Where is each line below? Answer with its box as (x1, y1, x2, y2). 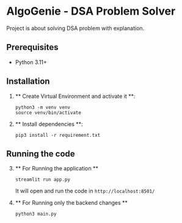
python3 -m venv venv (15, 104, 70, 111)
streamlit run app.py (15, 177, 70, 183)
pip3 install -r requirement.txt (15, 132, 101, 138)
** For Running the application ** (15, 165, 99, 172)
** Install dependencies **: (15, 120, 84, 128)
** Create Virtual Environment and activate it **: (15, 92, 136, 100)
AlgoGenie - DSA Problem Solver (6, 4, 176, 18)
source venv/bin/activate (15, 109, 81, 115)
